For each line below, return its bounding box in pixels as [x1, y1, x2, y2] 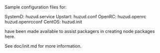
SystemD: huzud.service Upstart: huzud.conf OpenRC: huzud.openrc [4, 14, 147, 19]
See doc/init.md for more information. [4, 43, 81, 49]
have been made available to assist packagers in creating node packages [4, 28, 155, 34]
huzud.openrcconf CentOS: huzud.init [4, 19, 82, 25]
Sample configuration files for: [4, 4, 67, 10]
